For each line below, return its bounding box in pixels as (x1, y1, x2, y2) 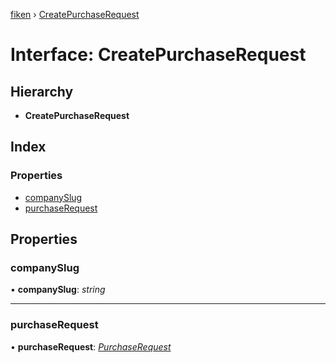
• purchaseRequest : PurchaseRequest (10, 340, 172, 353)
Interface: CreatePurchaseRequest (10, 44, 307, 66)
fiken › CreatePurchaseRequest (10, 9, 140, 20)
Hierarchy (10, 83, 74, 100)
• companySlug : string (10, 284, 106, 296)
